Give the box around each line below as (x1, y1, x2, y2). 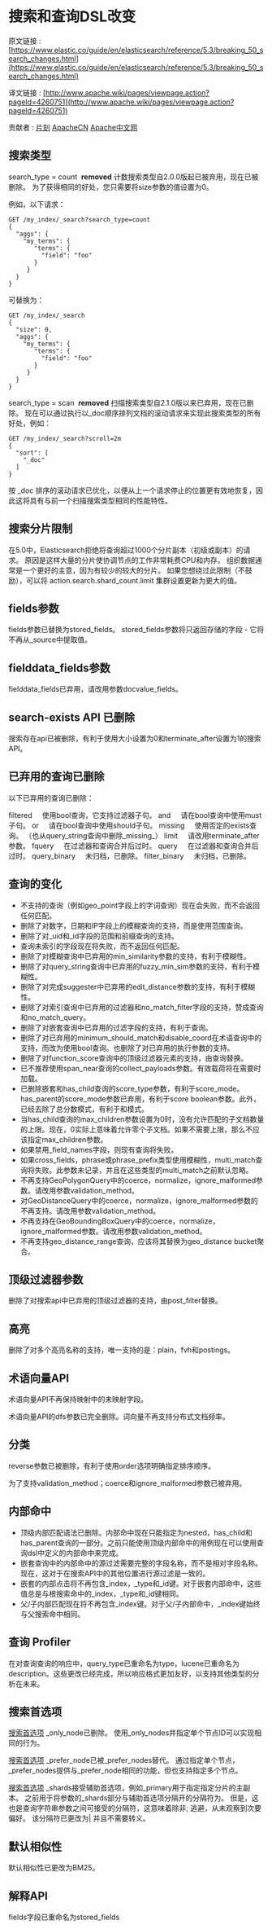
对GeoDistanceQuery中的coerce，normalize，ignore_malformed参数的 (19, 1195, 258, 1206)
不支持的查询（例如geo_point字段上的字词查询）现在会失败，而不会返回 (19, 900, 261, 910)
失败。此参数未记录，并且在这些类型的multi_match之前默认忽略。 (34, 1165, 253, 1175)
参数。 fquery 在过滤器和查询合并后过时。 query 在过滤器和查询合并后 (8, 841, 259, 850)
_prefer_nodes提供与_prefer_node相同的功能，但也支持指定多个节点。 (8, 1765, 243, 1776)
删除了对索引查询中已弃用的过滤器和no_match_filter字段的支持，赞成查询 (19, 1002, 264, 1012)
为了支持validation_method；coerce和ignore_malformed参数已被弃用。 (8, 1478, 247, 1487)
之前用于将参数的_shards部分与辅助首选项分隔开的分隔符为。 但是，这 (24, 1793, 259, 1803)
